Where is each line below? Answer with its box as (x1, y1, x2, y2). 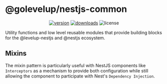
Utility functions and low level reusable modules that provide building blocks (5, 29, 162, 35)
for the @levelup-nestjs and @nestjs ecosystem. (5, 35, 105, 41)
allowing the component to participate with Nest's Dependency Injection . (5, 73, 155, 79)
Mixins (5, 49, 26, 58)
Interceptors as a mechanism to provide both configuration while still (5, 68, 148, 74)
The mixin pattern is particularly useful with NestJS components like (5, 62, 146, 68)
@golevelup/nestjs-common (5, 3, 127, 15)
